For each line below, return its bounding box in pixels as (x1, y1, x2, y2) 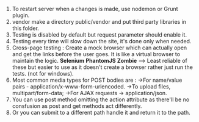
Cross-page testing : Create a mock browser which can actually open (12, 44, 187, 51)
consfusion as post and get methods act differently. (12, 102, 142, 109)
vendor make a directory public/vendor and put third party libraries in (12, 18, 187, 25)
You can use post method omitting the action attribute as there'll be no (12, 96, 190, 103)
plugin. (12, 12, 30, 19)
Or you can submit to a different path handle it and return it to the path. (12, 109, 190, 116)
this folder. (12, 24, 40, 32)
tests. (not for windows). (12, 70, 74, 77)
